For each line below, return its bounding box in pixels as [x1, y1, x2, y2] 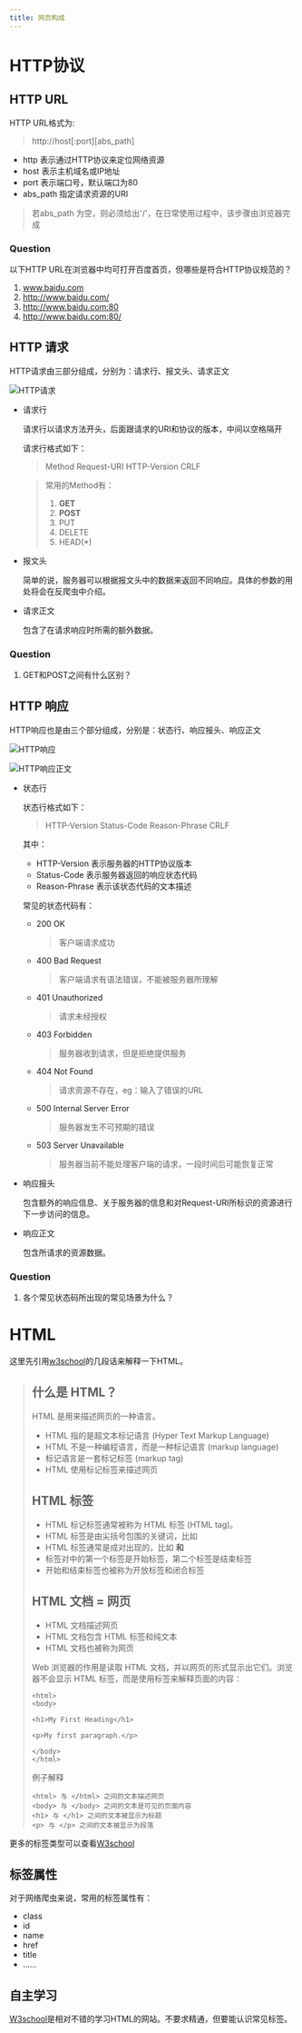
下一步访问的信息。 [22, 1208, 95, 1219]
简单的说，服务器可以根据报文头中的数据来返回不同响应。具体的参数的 [22, 574, 286, 585]
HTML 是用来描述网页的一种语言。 [31, 1410, 161, 1421]
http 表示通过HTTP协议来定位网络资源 [22, 154, 165, 164]
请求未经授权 [58, 1011, 107, 1021]
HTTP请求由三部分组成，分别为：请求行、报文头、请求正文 [9, 365, 229, 376]
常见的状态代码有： [22, 900, 95, 911]
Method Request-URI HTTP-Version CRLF [44, 461, 201, 472]
